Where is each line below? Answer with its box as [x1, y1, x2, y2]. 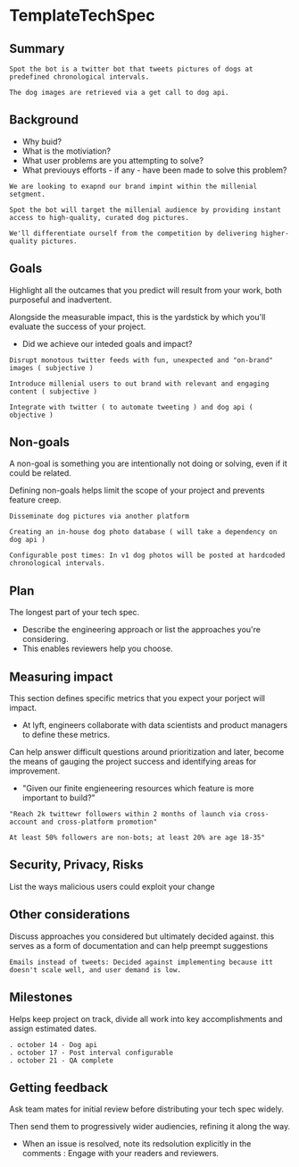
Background [9, 113, 79, 128]
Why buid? [21, 136, 62, 147]
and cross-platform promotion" [41, 817, 158, 827]
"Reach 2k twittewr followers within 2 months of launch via [9, 810, 242, 819]
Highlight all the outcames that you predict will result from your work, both [9, 284, 283, 295]
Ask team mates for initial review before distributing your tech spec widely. [9, 1104, 284, 1114]
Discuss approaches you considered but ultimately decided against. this [9, 931, 275, 942]
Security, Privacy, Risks [9, 858, 145, 873]
